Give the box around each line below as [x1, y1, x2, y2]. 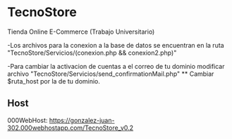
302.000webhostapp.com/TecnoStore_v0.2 [7, 124, 134, 132]
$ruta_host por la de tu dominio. [7, 77, 101, 85]
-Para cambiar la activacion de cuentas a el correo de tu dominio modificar [7, 62, 225, 70]
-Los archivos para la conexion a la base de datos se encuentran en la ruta [7, 41, 224, 49]
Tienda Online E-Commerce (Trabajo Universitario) [7, 27, 155, 36]
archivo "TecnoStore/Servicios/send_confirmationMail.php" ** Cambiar [7, 69, 214, 78]
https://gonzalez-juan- [49, 116, 115, 124]
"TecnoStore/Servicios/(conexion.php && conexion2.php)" [7, 48, 177, 57]
